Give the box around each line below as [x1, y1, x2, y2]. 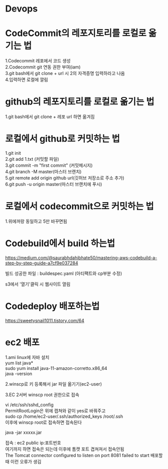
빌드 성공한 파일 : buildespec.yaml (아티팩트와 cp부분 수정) [5, 270, 122, 276]
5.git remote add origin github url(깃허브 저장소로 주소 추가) [5, 175, 124, 181]
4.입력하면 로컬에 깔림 [5, 76, 49, 83]
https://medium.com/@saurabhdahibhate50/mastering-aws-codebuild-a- [5, 254, 157, 260]
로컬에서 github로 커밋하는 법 [5, 133, 120, 145]
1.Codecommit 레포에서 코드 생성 [5, 58, 71, 64]
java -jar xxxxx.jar [5, 429, 42, 435]
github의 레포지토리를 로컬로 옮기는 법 [5, 96, 154, 108]
